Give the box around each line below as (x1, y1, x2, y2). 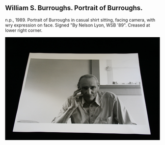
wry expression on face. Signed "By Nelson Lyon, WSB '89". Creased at (5, 22, 150, 28)
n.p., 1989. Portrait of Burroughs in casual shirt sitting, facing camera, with (5, 17, 156, 23)
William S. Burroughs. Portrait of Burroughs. (5, 4, 143, 12)
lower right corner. (5, 27, 43, 33)
